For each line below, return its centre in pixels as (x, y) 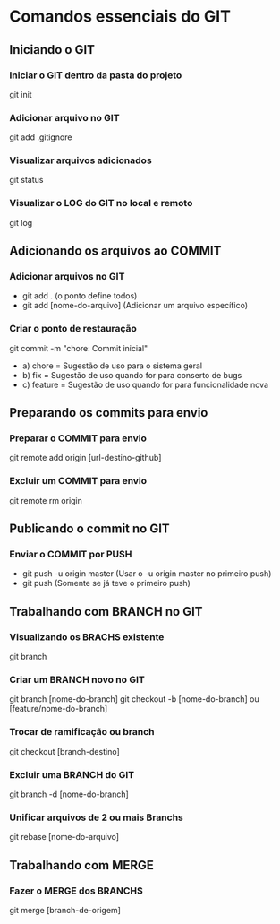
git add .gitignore (41, 137)
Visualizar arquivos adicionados (81, 160)
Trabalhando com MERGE (82, 865)
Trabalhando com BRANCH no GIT (106, 611)
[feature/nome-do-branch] (59, 709)
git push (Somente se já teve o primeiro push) (106, 583)
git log (21, 222)
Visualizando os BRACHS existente (87, 636)
